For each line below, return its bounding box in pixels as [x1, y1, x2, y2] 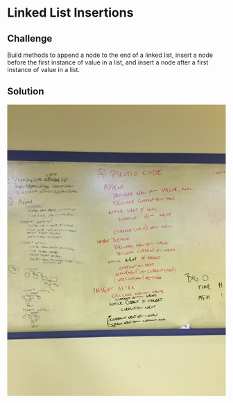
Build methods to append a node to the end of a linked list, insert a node [7, 51, 214, 59]
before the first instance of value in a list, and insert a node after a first [7, 58, 209, 67]
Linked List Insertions [7, 5, 134, 21]
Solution [7, 85, 44, 98]
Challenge [7, 33, 53, 44]
